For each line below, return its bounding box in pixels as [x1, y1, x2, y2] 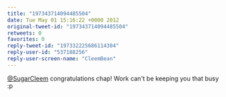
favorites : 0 [7, 36, 45, 43]
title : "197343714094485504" [7, 10, 92, 17]
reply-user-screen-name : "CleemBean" [7, 55, 116, 62]
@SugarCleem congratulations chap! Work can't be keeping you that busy [7, 74, 220, 82]
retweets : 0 [7, 29, 42, 37]
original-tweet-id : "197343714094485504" [7, 23, 129, 30]
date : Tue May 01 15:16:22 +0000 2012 [7, 17, 119, 24]
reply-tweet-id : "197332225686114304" [7, 42, 119, 49]
